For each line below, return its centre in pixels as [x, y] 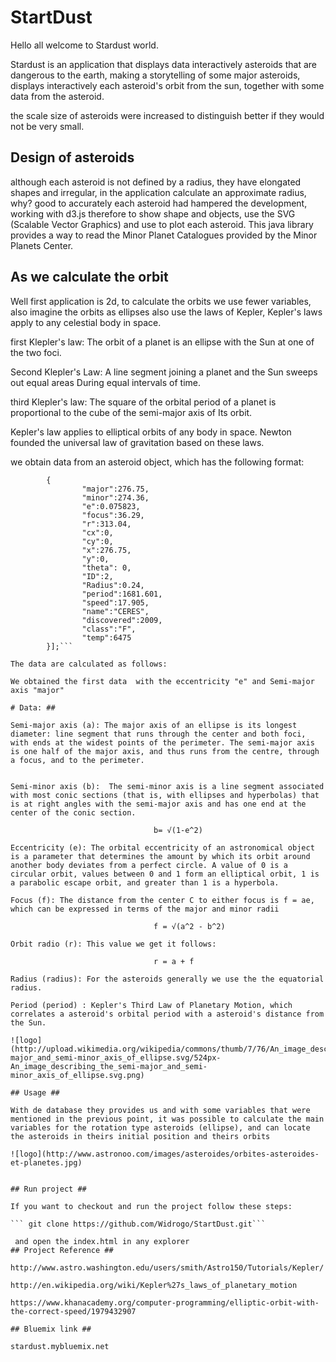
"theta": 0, [106, 567]
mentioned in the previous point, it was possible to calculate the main [167, 1119]
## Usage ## [35, 1092]
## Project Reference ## [62, 1250]
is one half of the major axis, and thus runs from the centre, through [165, 751]
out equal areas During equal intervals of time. [106, 382]
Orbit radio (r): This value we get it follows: [113, 944]
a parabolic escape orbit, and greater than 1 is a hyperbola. [145, 882]
